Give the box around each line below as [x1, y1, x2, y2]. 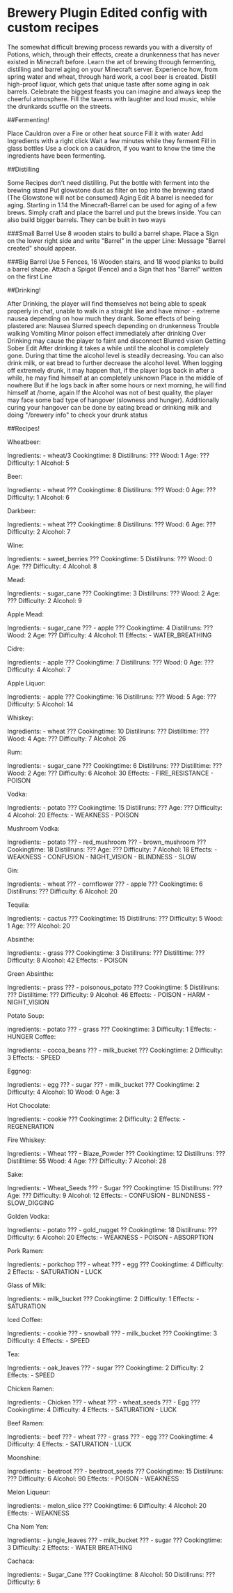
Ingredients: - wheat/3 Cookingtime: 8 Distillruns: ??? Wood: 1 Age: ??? [7, 451, 210, 459]
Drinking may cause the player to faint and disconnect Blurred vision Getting [7, 336, 226, 345]
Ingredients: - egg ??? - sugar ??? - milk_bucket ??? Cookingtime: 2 [7, 1080, 200, 1088]
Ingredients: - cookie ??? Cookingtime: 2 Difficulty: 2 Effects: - [7, 1115, 186, 1123]
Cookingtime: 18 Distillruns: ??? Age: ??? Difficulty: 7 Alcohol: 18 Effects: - [7, 845, 218, 853]
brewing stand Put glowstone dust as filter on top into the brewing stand [7, 186, 214, 194]
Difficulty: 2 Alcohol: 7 [7, 527, 71, 535]
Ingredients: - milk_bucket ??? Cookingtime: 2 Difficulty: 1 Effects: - [7, 1294, 200, 1303]
